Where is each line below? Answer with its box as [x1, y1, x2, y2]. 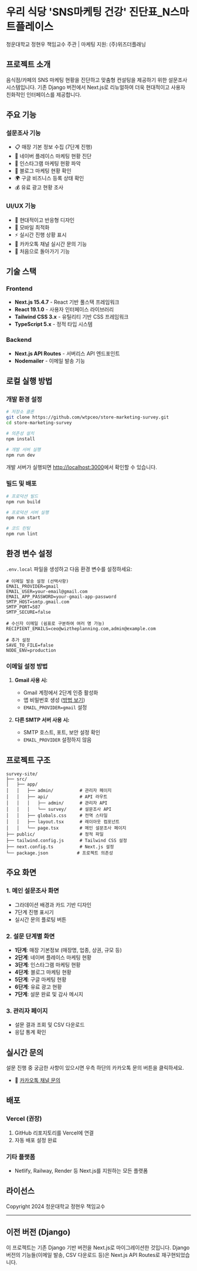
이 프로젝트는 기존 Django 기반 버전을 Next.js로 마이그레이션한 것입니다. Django [6, 1244, 190, 1251]
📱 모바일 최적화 [14, 224, 50, 231]
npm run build [6, 498, 41, 505]
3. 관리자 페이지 [6, 1007, 48, 1015]
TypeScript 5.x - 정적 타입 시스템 [14, 321, 93, 328]
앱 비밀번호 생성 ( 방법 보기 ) [23, 697, 86, 704]
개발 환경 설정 [6, 395, 43, 404]
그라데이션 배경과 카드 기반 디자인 [14, 901, 92, 908]
